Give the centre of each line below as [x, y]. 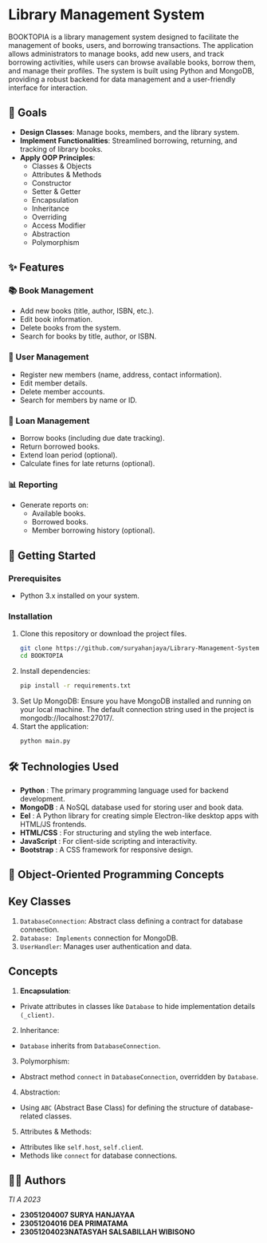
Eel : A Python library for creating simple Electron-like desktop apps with [139, 815]
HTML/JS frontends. [53, 824]
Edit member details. [53, 383]
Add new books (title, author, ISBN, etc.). [86, 311]
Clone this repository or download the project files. [103, 634]
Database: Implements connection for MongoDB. [99, 938]
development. [42, 798]
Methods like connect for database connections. [98, 1155]
